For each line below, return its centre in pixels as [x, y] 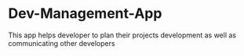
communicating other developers [62, 43]
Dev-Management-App [85, 14]
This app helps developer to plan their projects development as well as [122, 35]
